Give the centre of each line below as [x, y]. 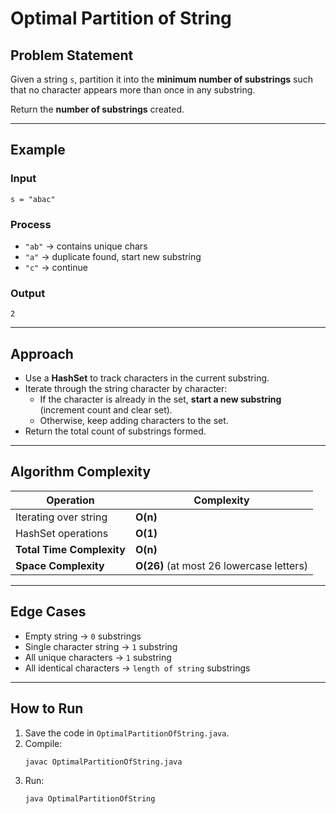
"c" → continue [56, 267]
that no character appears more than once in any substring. [133, 90]
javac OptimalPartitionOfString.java [103, 762]
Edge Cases [48, 612]
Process [31, 224]
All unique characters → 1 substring [98, 657]
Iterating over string [61, 517]
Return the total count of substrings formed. [115, 431]
